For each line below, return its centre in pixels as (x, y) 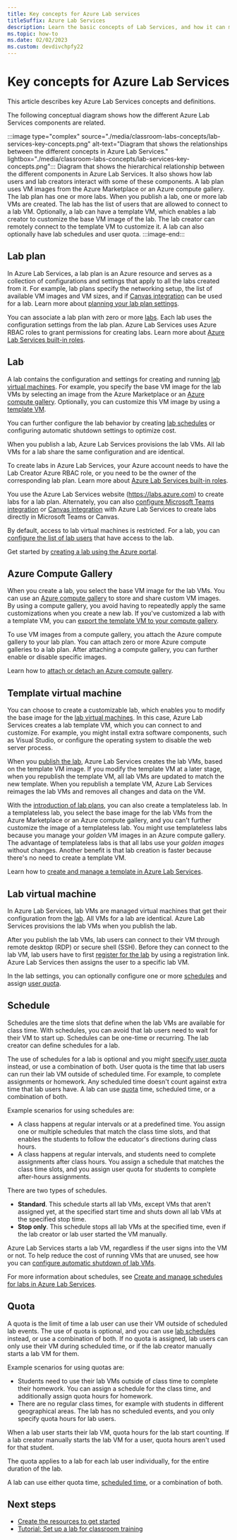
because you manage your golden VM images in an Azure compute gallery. (116, 835)
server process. (30, 748)
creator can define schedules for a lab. (63, 1045)
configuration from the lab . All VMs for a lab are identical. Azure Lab (106, 918)
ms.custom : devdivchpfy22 (45, 47)
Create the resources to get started (69, 1522)
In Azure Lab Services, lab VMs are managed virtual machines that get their (117, 911)
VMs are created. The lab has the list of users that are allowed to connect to (117, 204)
